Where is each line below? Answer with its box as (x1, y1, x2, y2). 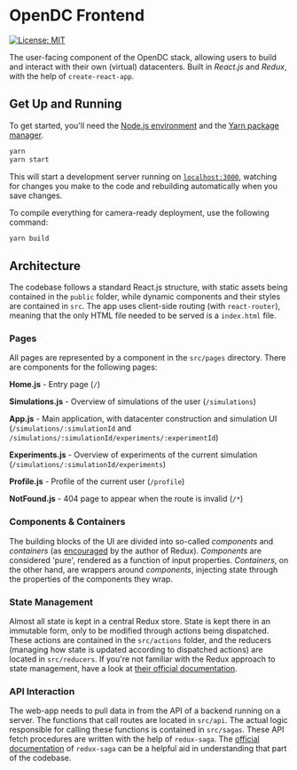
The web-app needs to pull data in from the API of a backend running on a (9, 705, 281, 716)
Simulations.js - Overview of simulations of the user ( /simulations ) (9, 396, 257, 407)
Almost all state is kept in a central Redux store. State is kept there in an (9, 616, 270, 627)
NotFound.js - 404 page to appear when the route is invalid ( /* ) (9, 494, 244, 504)
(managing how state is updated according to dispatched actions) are (9, 645, 263, 655)
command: (9, 217, 49, 227)
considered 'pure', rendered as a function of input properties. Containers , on (9, 554, 289, 565)
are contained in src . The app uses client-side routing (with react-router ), (9, 301, 281, 312)
